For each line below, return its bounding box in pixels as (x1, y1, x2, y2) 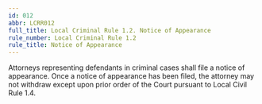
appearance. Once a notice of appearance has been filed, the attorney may (8, 71, 255, 81)
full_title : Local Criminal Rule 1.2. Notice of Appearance (8, 26, 212, 34)
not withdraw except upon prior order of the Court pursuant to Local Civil (8, 80, 248, 90)
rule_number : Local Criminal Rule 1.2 (8, 33, 137, 42)
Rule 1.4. (8, 88, 37, 98)
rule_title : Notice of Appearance (8, 41, 123, 49)
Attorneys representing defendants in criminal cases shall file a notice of (8, 63, 245, 72)
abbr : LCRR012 (8, 19, 56, 27)
